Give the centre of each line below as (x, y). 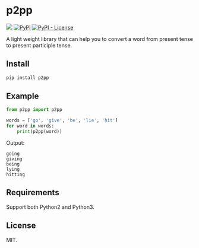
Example (23, 96)
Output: (15, 142)
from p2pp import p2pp (34, 110)
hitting (16, 174)
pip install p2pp (28, 78)
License (21, 226)
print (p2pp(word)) (40, 132)
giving (14, 159)
